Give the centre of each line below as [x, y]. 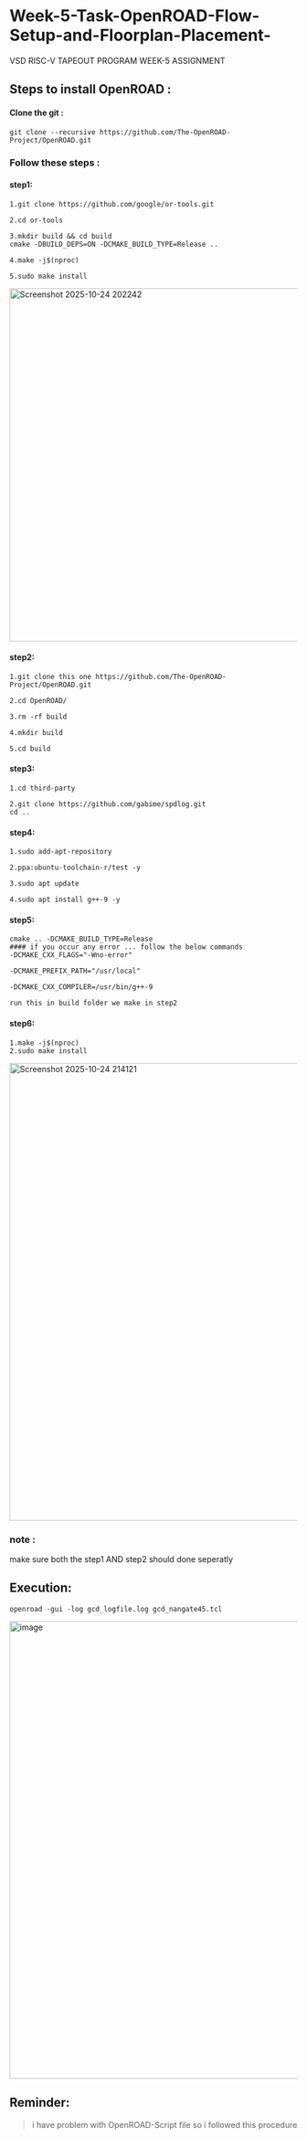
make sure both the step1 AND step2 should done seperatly [122, 1559]
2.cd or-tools [37, 220]
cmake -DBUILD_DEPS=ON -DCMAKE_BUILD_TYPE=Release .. [114, 244]
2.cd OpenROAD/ [38, 700]
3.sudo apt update [44, 884]
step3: [22, 769]
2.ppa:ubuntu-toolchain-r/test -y [75, 868]
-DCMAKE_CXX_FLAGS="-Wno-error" [71, 955]
